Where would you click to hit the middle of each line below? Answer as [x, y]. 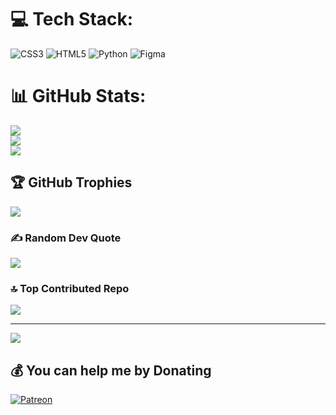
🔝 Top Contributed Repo [70, 288]
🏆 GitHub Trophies [71, 182]
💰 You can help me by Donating [111, 370]
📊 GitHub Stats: [78, 96]
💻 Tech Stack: [72, 19]
